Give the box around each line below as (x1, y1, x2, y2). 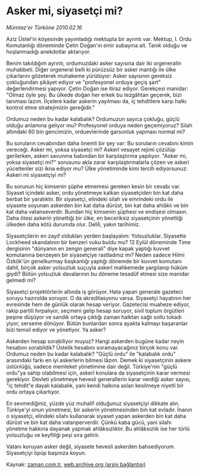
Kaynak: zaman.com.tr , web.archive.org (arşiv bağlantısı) (6, 460, 146, 468)
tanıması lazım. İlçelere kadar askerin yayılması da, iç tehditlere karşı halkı (6, 97, 186, 105)
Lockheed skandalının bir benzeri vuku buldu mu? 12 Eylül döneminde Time (6, 238, 191, 245)
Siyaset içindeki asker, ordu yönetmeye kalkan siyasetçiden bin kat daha (6, 189, 184, 196)
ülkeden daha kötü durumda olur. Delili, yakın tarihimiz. (6, 220, 141, 227)
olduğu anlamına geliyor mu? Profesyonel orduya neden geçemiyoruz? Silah (6, 121, 192, 129)
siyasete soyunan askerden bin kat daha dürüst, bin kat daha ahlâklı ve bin (6, 201, 189, 209)
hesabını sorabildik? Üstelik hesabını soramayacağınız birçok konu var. (6, 344, 179, 351)
